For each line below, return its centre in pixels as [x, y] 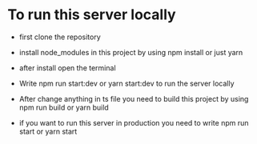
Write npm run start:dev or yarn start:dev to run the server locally [126, 83]
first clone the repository [60, 37]
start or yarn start [48, 131]
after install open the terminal [68, 68]
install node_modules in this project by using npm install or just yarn [131, 52]
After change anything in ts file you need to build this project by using [134, 98]
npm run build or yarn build [64, 107]
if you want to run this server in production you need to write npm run [134, 122]
